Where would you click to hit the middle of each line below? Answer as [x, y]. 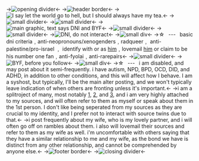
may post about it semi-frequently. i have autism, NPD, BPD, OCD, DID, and [98, 69]
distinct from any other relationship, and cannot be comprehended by [91, 145]
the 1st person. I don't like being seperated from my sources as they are [94, 107]
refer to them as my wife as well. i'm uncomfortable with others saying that [98, 132]
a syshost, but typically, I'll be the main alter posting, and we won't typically [99, 82]
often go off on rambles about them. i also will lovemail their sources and [95, 126]
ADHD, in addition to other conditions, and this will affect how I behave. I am [99, 75]
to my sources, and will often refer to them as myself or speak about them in [100, 101]
